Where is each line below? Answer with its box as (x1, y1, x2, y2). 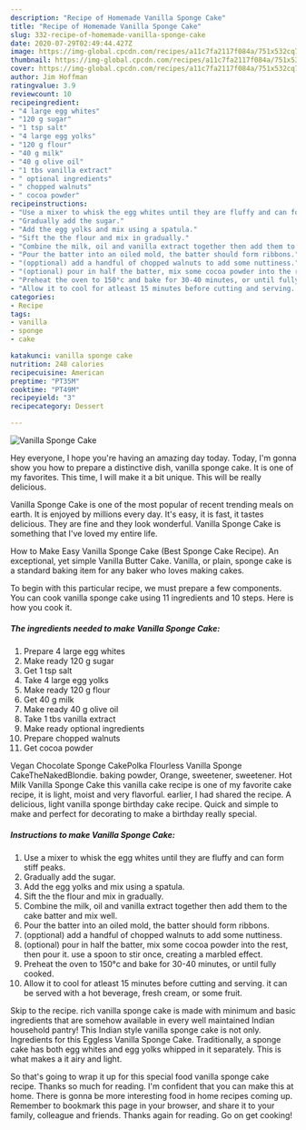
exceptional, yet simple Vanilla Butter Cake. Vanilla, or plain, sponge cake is (10, 556, 292, 566)
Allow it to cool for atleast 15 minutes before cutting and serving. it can (23, 977, 288, 988)
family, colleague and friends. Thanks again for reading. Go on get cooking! (10, 1109, 293, 1120)
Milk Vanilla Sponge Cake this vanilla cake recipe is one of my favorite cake (10, 779, 292, 790)
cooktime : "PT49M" (10, 385, 80, 394)
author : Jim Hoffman (10, 73, 89, 82)
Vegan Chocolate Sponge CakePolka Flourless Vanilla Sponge (10, 760, 242, 771)
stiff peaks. (23, 862, 66, 873)
